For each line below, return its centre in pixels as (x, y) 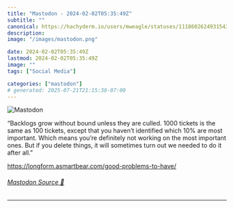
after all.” (20, 153)
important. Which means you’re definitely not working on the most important (117, 138)
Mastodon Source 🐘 (36, 182)
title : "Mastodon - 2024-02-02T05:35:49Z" (70, 14)
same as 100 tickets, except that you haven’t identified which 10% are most (115, 131)
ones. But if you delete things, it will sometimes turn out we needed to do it (115, 146)
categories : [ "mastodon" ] (45, 84)
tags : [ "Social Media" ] (42, 71)
